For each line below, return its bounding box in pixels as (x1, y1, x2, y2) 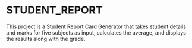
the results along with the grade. (6, 35, 86, 42)
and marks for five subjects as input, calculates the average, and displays (6, 29, 186, 36)
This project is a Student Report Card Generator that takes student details (6, 23, 186, 30)
